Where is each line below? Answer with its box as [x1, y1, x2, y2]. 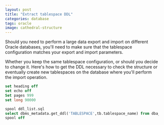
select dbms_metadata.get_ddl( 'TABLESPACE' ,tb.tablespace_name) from [5, 111, 150, 116]
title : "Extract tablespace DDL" [5, 12, 73, 17]
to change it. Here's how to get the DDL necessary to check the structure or [5, 64, 158, 70]
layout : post [5, 7, 32, 12]
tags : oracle [5, 21, 32, 26]
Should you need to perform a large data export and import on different [5, 39, 148, 45]
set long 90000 [5, 98, 36, 102]
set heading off [5, 84, 38, 89]
